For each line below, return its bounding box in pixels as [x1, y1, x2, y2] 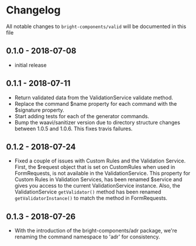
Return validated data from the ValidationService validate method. [14, 94, 174, 101]
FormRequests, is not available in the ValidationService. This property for [14, 170, 191, 177]
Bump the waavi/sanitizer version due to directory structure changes [14, 119, 180, 126]
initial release [14, 61, 47, 68]
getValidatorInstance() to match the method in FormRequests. [14, 195, 168, 202]
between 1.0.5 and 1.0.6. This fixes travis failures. [14, 125, 133, 132]
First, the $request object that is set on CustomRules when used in [14, 164, 176, 171]
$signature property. [14, 106, 64, 113]
